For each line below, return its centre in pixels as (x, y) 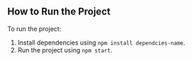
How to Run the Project (59, 12)
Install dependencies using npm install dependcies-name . (101, 43)
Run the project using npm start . (65, 50)
